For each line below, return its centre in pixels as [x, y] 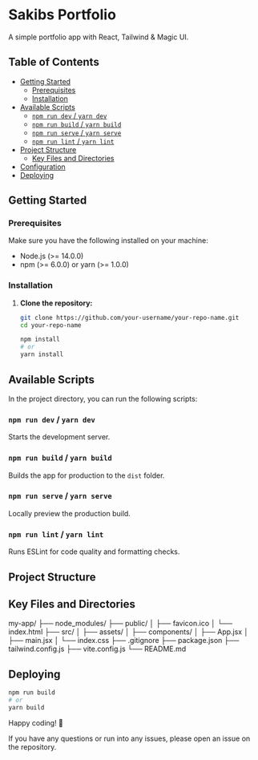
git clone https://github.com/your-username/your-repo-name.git [129, 317]
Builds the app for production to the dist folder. [87, 475]
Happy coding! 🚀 [36, 722]
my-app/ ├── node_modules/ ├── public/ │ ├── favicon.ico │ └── [121, 624]
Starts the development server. [59, 437]
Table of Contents [54, 62]
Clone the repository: [56, 303]
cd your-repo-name [50, 325]
